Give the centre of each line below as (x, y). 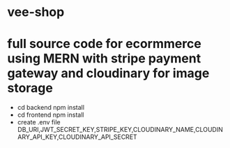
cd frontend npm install (51, 115)
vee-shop (36, 12)
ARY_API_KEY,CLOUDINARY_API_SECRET (77, 137)
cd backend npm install (51, 108)
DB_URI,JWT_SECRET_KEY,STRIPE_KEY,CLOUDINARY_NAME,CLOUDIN (120, 130)
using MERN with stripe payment (104, 59)
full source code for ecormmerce (105, 44)
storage (30, 88)
